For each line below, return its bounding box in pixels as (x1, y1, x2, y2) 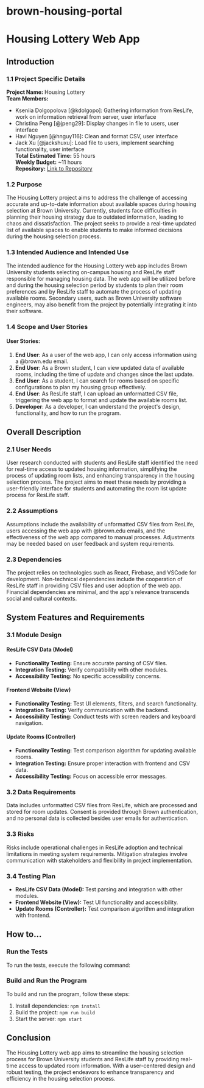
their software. (6, 307, 43, 314)
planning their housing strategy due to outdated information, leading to (6, 213, 184, 221)
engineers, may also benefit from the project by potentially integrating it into (6, 300, 197, 308)
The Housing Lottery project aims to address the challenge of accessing (6, 194, 188, 202)
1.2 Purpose (6, 180, 43, 188)
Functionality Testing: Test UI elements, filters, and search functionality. (15, 699, 198, 707)
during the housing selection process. (6, 233, 102, 240)
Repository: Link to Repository (15, 165, 93, 172)
